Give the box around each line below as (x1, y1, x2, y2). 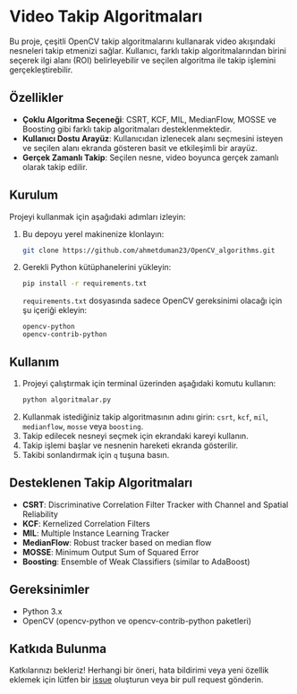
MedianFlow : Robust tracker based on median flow (21, 537, 212, 547)
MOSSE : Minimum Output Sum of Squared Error (21, 546, 199, 557)
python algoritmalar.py (21, 395, 112, 404)
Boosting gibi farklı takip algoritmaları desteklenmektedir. (21, 123, 233, 134)
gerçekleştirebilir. (9, 64, 73, 75)
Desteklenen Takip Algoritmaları (9, 476, 193, 491)
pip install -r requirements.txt (21, 279, 148, 288)
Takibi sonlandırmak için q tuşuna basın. (21, 450, 170, 460)
